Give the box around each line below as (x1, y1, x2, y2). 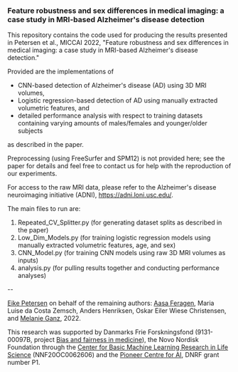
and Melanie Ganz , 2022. (7, 314, 82, 323)
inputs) (17, 256, 39, 265)
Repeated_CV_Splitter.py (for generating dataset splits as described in (17, 218, 222, 227)
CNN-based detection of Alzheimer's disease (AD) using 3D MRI (17, 81, 207, 90)
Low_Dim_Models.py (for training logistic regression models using (17, 234, 211, 242)
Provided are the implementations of (7, 67, 114, 76)
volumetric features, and (17, 104, 90, 113)
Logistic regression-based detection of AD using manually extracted (17, 96, 218, 105)
